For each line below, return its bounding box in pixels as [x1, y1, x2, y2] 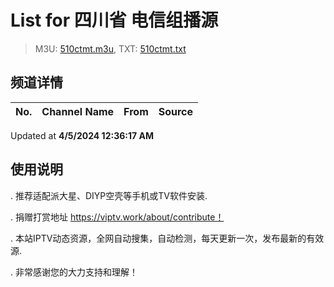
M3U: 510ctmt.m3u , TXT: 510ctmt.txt [34, 42, 187, 55]
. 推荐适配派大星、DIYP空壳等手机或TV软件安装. [10, 189, 208, 201]
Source [158, 104, 194, 118]
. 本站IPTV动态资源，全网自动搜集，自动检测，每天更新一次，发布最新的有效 [10, 232, 325, 244]
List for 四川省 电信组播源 [10, 9, 219, 32]
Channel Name [41, 104, 115, 118]
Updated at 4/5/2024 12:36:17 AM [10, 129, 154, 141]
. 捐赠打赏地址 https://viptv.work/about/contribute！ [10, 211, 225, 223]
